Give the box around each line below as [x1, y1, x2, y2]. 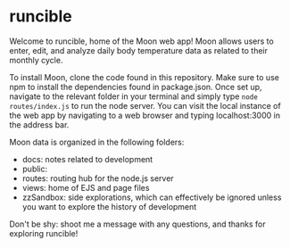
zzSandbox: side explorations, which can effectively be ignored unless [21, 192, 282, 203]
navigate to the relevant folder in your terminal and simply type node [9, 91, 259, 102]
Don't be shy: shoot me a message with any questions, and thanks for [9, 219, 266, 229]
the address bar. [9, 119, 70, 130]
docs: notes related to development [21, 153, 153, 164]
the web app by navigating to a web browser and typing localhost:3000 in [9, 110, 281, 120]
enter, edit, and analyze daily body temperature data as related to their [9, 45, 268, 55]
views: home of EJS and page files [21, 182, 150, 193]
